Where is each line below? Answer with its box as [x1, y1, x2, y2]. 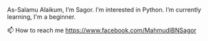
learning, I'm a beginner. [7, 13, 76, 21]
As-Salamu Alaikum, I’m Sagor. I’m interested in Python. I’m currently [7, 6, 201, 13]
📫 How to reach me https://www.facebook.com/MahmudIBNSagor [7, 26, 197, 34]
